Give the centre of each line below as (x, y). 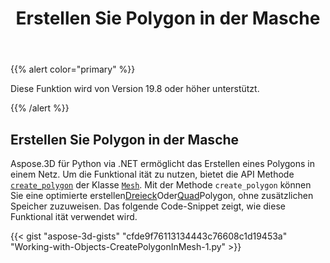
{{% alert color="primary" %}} (73, 69)
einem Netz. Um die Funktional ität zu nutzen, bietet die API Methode (152, 174)
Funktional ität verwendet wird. (74, 216)
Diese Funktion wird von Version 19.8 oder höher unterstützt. (135, 89)
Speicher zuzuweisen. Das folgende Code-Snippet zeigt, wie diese (148, 206)
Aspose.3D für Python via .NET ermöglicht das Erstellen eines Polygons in (163, 163)
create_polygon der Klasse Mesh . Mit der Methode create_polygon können (161, 185)
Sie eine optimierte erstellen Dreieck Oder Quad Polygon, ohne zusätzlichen (162, 195)
